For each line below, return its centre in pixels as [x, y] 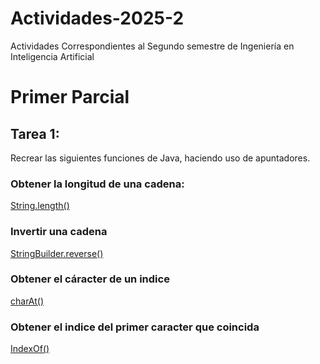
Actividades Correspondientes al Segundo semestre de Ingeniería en [152, 46]
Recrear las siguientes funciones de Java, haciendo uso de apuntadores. [160, 158]
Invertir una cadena [59, 232]
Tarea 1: [35, 133]
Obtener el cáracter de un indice [90, 279]
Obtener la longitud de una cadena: [97, 184]
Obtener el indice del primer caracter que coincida [135, 327]
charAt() [27, 301]
